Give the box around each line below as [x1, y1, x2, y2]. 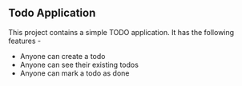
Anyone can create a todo [19, 51, 106, 61]
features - [8, 36, 42, 45]
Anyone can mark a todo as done [19, 68, 130, 78]
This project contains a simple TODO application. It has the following [8, 27, 235, 37]
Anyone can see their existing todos [19, 60, 139, 69]
